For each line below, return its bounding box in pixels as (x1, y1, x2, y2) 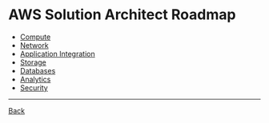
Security (19, 82, 48, 93)
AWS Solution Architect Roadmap (8, 6, 236, 24)
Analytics (19, 74, 51, 84)
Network (19, 40, 50, 50)
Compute (19, 32, 51, 42)
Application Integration (19, 49, 95, 58)
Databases (19, 65, 56, 75)
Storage (19, 58, 46, 67)
